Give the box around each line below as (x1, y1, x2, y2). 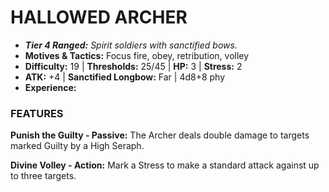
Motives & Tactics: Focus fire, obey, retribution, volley (24, 49, 250, 61)
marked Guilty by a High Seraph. (10, 140, 145, 152)
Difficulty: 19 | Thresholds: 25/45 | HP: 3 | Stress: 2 (24, 60, 243, 72)
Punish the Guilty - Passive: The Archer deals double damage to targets (10, 129, 310, 141)
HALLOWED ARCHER (10, 6, 188, 29)
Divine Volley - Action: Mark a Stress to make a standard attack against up (10, 159, 320, 171)
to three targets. (10, 170, 77, 182)
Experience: (24, 81, 77, 93)
